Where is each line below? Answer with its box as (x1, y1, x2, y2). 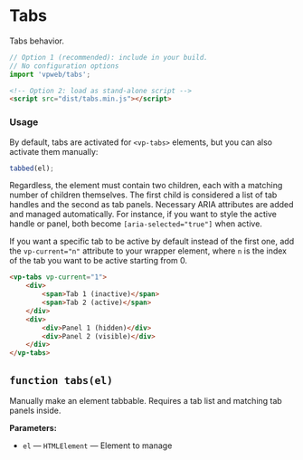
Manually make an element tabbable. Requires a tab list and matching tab (9, 396, 282, 407)
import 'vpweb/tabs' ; (9, 70, 91, 79)
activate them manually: (9, 146, 99, 157)
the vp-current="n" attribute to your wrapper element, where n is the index (9, 245, 288, 256)
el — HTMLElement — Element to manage (22, 440, 173, 451)
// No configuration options (9, 61, 119, 71)
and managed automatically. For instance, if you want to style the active (9, 209, 278, 220)
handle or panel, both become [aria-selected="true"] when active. (9, 218, 262, 229)
